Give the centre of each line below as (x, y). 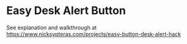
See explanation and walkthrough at (52, 28)
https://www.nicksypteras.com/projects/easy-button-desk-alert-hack (94, 34)
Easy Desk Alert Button (66, 11)
